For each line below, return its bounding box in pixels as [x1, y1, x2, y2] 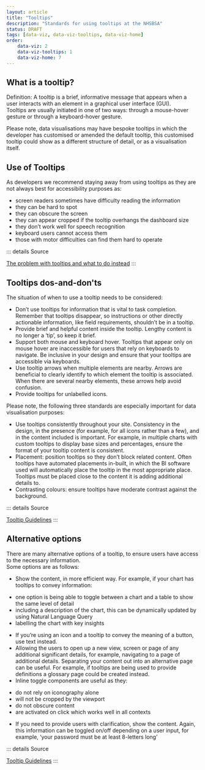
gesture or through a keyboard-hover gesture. [6, 113, 122, 120]
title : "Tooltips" [6, 15, 53, 21]
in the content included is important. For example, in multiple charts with [15, 433, 198, 441]
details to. [15, 479, 41, 487]
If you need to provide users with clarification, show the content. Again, [15, 720, 196, 727]
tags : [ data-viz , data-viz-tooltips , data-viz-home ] [6, 32, 144, 38]
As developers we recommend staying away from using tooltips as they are [6, 178, 196, 186]
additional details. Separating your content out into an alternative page [15, 657, 193, 665]
